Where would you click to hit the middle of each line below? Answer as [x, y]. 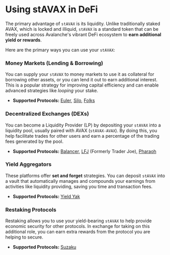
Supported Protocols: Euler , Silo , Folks [54, 100]
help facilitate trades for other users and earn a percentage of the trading [82, 136]
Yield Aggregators [29, 164]
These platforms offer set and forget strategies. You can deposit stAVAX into [85, 176]
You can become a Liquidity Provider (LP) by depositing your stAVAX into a [83, 125]
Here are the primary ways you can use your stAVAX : [60, 50]
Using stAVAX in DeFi [52, 9]
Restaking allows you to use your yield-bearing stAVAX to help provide [79, 221]
